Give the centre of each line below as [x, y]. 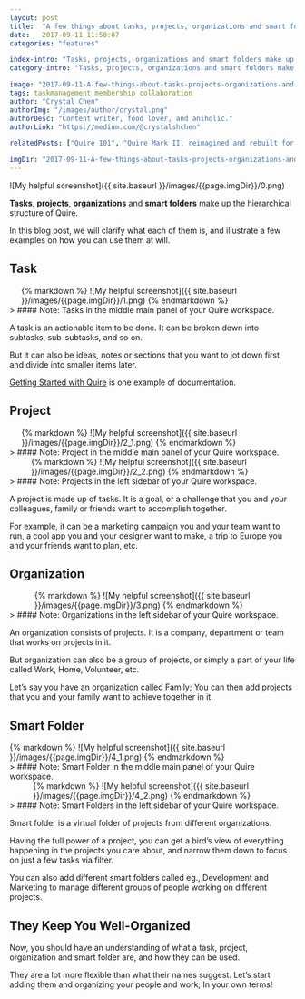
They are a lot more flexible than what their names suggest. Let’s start [140, 975]
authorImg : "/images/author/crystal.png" [89, 110]
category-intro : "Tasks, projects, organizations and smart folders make [152, 68]
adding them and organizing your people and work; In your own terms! [141, 984]
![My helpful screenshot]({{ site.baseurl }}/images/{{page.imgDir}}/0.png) [148, 186]
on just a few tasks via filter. [62, 860]
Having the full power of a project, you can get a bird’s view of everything [147, 841]
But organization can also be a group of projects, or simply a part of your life [152, 660]
